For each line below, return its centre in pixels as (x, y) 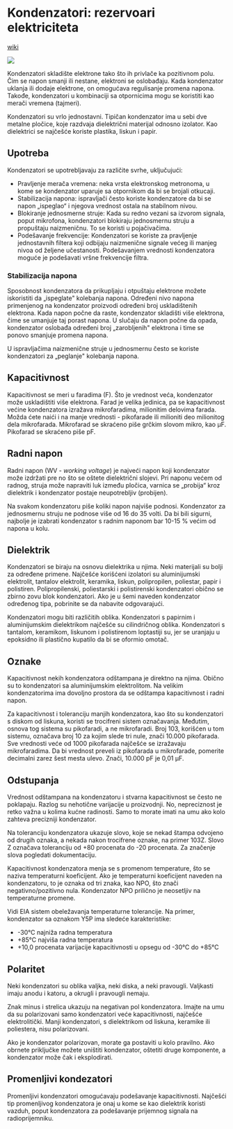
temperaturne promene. (41, 898)
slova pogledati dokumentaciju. (52, 855)
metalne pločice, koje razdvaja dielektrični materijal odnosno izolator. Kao (112, 124)
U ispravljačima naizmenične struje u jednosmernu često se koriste (103, 349)
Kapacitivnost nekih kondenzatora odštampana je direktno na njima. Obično (115, 678)
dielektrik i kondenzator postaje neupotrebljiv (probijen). (88, 492)
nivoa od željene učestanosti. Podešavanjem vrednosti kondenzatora (116, 250)
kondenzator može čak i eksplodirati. (60, 1057)
